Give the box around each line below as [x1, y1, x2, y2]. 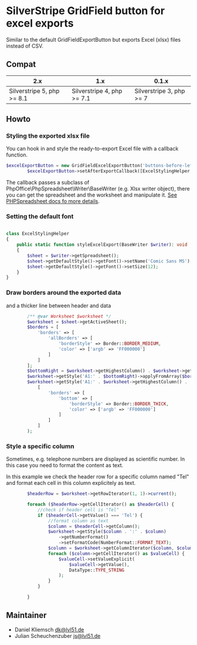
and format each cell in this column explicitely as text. [6, 480, 136, 487]
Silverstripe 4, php [72, 87, 123, 95]
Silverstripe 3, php [134, 87, 185, 95]
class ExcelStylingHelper [6, 231, 69, 237]
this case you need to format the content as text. [6, 462, 124, 469]
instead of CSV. [6, 42, 44, 49]
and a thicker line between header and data [6, 302, 111, 309]
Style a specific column [6, 442, 74, 450]
